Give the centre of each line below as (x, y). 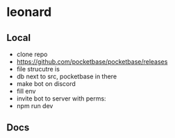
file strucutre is (38, 69)
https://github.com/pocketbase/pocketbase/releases (92, 62)
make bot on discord (46, 84)
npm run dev (35, 106)
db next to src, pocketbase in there (67, 76)
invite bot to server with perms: (61, 98)
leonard (29, 12)
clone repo (32, 54)
